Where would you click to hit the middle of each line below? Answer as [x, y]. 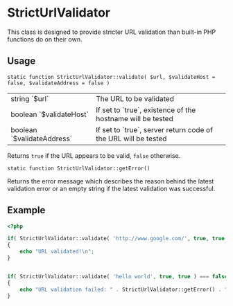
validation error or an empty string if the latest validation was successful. [111, 188]
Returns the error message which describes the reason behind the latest [111, 181]
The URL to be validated [135, 98]
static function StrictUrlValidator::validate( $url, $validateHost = [111, 77]
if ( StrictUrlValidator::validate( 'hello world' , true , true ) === [108, 276]
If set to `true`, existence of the [146, 110]
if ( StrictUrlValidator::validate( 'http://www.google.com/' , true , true [116, 239]
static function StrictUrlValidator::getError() [79, 168]
